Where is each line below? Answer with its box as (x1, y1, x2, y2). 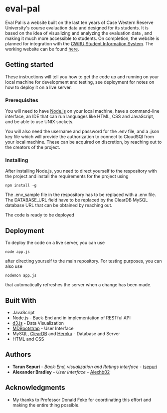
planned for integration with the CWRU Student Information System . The (5, 40, 154, 46)
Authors (5, 350, 31, 359)
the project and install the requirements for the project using (5, 173, 129, 180)
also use (5, 263, 22, 269)
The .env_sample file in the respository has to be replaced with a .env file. (5, 192, 156, 198)
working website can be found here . (5, 46, 80, 52)
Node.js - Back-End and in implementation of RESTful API (12, 315, 131, 321)
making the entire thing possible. (12, 402, 80, 408)
